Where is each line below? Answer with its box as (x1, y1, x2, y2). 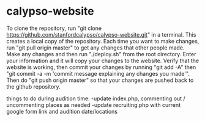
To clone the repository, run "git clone (6, 24, 102, 32)
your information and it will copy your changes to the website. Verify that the (6, 57, 199, 64)
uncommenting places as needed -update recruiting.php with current (6, 101, 181, 108)
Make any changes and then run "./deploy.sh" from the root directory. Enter (6, 50, 196, 57)
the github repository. (6, 82, 61, 90)
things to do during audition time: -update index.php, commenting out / (6, 95, 185, 102)
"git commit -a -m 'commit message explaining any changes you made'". (6, 70, 190, 77)
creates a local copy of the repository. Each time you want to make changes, (6, 37, 199, 45)
